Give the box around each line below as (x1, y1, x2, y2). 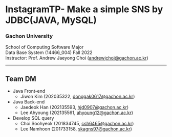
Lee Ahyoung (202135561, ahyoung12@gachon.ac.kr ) (20, 109, 134, 116)
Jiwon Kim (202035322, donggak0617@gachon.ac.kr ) (20, 93, 135, 100)
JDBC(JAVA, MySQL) (5, 14, 97, 26)
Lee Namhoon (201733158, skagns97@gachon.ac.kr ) (20, 126, 132, 132)
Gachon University (5, 33, 53, 40)
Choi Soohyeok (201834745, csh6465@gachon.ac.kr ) (20, 121, 134, 127)
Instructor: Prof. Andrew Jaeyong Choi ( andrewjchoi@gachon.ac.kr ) (5, 55, 148, 61)
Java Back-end (12, 99, 45, 105)
